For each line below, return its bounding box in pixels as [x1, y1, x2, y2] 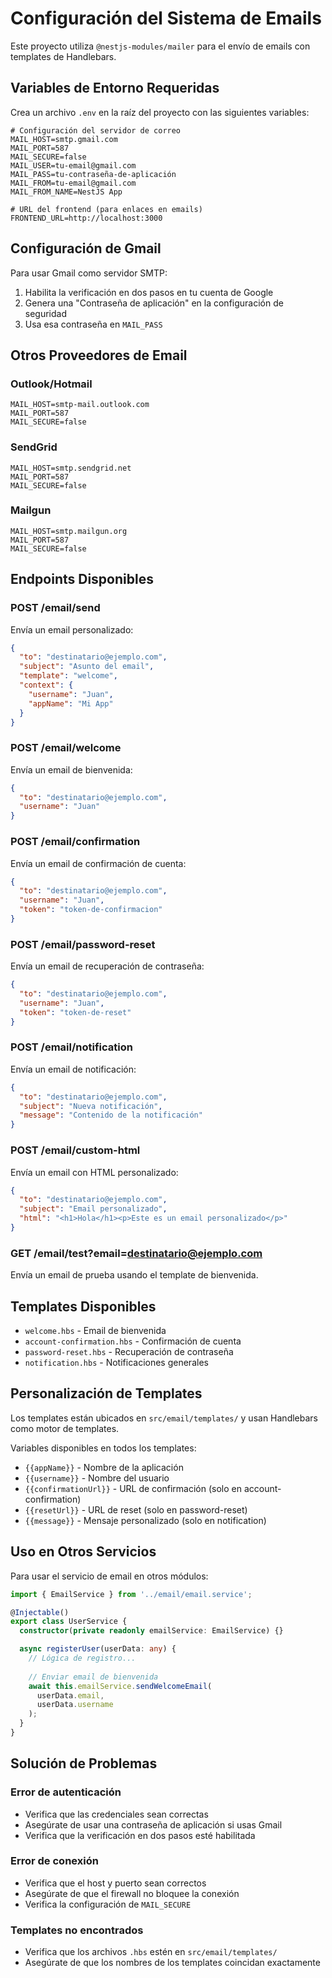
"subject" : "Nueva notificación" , [19, 1101, 163, 1111]
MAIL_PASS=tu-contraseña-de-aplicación [10, 169, 177, 179]
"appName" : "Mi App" [28, 698, 114, 709]
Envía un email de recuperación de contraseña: [10, 960, 205, 972]
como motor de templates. [10, 1422, 120, 1434]
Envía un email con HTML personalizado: [10, 1166, 179, 1178]
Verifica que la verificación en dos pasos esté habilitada [24, 1829, 256, 1841]
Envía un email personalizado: [10, 623, 134, 636]
